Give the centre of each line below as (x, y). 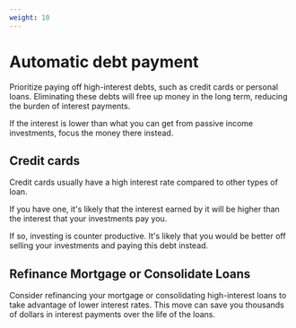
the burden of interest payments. (70, 106)
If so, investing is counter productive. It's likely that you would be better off (148, 236)
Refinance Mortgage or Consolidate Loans (130, 274)
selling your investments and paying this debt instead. (109, 246)
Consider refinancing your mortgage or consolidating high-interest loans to (148, 296)
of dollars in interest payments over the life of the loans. (113, 315)
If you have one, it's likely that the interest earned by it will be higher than (144, 209)
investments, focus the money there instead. (91, 133)
